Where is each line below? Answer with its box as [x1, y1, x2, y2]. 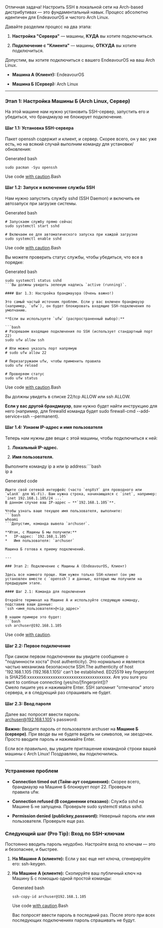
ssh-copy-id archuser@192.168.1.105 [12, 894, 86, 899]
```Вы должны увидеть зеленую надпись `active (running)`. [5, 282, 127, 287]
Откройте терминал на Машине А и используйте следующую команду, [5, 598, 140, 602]
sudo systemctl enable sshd [5, 236, 62, 241]
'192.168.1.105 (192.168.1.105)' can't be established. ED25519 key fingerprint [5, 669, 154, 675]
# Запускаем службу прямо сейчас [5, 219, 73, 224]
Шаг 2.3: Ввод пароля [5, 700, 51, 706]
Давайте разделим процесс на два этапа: [5, 24, 92, 30]
